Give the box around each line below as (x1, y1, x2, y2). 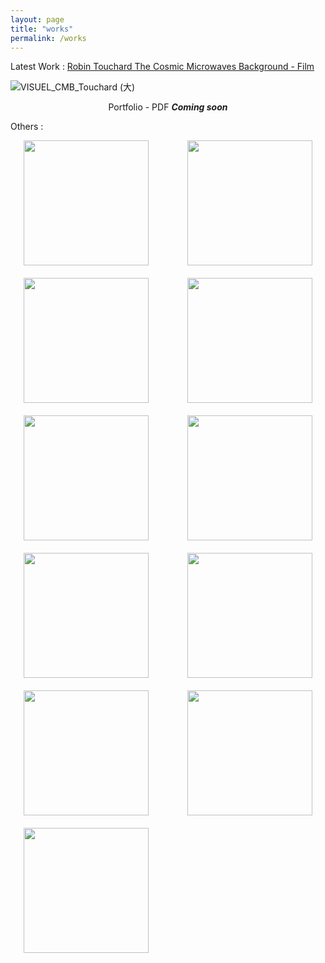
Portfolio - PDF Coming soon (108, 101, 228, 113)
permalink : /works (10, 33, 87, 43)
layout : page (10, 14, 65, 25)
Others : (10, 121, 44, 133)
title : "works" (10, 24, 74, 34)
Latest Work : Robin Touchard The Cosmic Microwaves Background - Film (10, 61, 315, 73)
